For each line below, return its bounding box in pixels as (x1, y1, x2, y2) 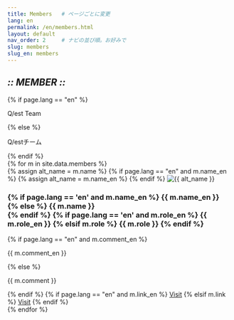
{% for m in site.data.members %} (7, 159, 107, 168)
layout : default (7, 30, 55, 38)
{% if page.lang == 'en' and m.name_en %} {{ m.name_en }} (7, 192, 220, 202)
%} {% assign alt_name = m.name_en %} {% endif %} (7, 174, 166, 183)
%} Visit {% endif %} (7, 297, 69, 306)
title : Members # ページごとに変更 (7, 10, 110, 18)
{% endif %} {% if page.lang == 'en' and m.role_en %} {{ (7, 210, 208, 220)
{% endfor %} (7, 305, 48, 314)
